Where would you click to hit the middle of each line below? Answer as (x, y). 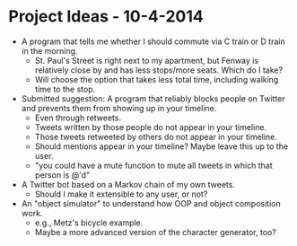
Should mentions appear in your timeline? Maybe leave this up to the (162, 146)
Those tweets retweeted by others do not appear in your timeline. (156, 136)
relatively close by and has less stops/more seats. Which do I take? (159, 70)
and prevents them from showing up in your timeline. (119, 108)
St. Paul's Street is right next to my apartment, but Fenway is (147, 60)
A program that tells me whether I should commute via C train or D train (153, 41)
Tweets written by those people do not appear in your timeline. (150, 127)
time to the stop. (65, 89)
